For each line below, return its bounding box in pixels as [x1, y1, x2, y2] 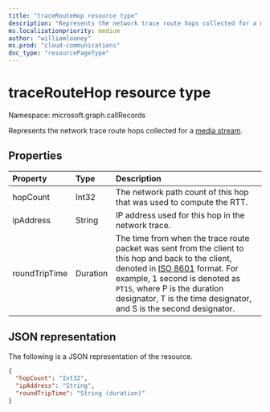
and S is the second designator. [115, 303, 235, 314]
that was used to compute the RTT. [115, 196, 248, 207]
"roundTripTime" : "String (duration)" [15, 390, 146, 398]
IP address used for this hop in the [115, 210, 245, 221]
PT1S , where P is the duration [115, 283, 224, 294]
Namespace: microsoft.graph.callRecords [8, 110, 146, 120]
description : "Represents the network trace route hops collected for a [8, 19, 257, 27]
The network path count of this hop [115, 186, 249, 198]
